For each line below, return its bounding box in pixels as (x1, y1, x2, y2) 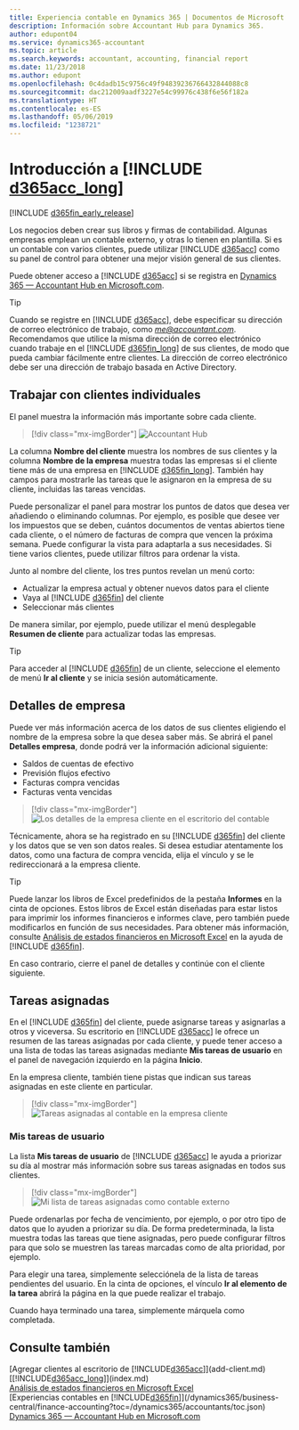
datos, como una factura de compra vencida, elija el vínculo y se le (9, 849, 255, 860)
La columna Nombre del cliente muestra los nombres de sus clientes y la (9, 445, 278, 456)
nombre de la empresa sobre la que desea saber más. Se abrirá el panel (9, 731, 273, 742)
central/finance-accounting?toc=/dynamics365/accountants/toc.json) (9, 1401, 266, 1412)
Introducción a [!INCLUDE (9, 159, 203, 179)
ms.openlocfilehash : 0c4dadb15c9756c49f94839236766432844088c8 (9, 79, 249, 88)
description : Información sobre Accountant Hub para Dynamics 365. (9, 21, 265, 30)
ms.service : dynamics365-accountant (9, 37, 145, 47)
